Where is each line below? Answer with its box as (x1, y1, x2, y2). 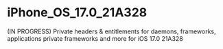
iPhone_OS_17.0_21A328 (7, 5, 148, 20)
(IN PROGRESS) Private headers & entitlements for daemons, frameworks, (7, 27, 216, 35)
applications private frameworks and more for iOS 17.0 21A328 (7, 34, 183, 42)
